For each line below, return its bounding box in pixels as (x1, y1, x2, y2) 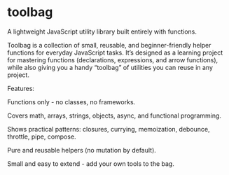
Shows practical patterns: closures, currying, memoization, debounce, (7, 125, 210, 133)
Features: (7, 84, 35, 92)
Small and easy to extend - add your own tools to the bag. (7, 159, 175, 168)
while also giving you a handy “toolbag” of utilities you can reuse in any (7, 63, 214, 71)
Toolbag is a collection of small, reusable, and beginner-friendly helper (7, 41, 211, 49)
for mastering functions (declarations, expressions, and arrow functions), (7, 55, 218, 64)
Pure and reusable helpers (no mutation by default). (7, 146, 156, 154)
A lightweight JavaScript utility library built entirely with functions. (7, 27, 197, 36)
